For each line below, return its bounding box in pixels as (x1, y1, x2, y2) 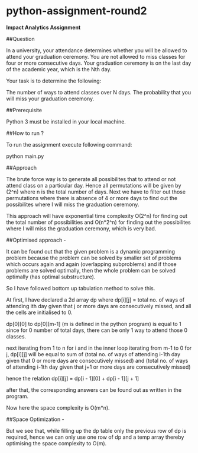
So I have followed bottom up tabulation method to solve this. (6, 284, 155, 292)
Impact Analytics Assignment (6, 24, 81, 31)
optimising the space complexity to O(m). (6, 439, 107, 446)
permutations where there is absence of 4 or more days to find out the (6, 194, 178, 201)
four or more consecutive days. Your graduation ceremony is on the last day (6, 59, 191, 66)
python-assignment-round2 (6, 4, 147, 18)
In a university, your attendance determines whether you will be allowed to (6, 46, 187, 54)
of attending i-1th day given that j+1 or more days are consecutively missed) (6, 363, 191, 370)
